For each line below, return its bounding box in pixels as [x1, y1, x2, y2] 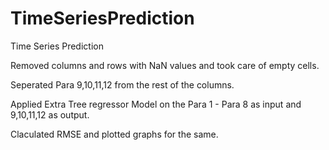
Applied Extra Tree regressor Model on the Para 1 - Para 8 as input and [10, 98, 302, 110]
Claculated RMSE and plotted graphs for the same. [10, 128, 219, 140]
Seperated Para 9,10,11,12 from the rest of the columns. [10, 78, 235, 91]
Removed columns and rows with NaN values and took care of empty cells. [10, 59, 320, 71]
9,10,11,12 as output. [10, 108, 90, 121]
